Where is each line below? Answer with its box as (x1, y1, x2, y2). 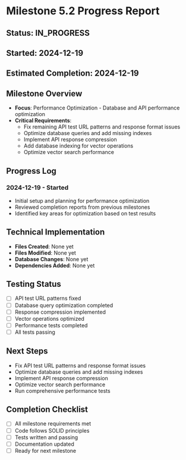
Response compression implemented (14, 308, 106, 315)
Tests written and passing (14, 433, 78, 441)
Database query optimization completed (14, 302, 114, 309)
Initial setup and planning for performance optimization (14, 197, 150, 204)
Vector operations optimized (14, 315, 85, 322)
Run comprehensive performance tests (14, 387, 111, 394)
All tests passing (14, 328, 55, 336)
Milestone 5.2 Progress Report (6, 4, 160, 18)
